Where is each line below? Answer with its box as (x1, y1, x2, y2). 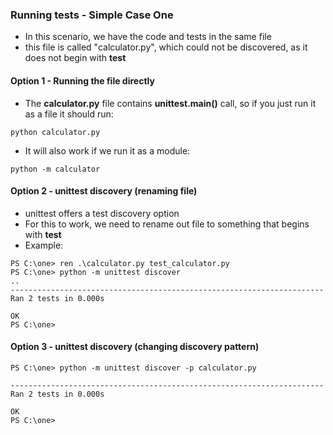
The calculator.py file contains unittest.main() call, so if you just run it (24, 97, 317, 109)
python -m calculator (10, 164, 101, 174)
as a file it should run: (24, 108, 114, 120)
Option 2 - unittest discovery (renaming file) (10, 185, 198, 197)
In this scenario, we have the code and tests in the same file (24, 31, 272, 43)
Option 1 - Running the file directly (10, 74, 155, 87)
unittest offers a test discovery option (24, 207, 180, 219)
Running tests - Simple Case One (10, 8, 174, 22)
